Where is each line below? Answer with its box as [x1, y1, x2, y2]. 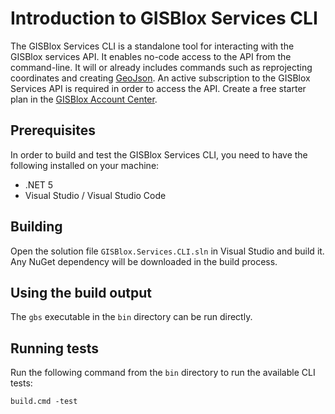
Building [10, 218, 63, 236]
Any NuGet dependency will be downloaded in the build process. [10, 255, 278, 267]
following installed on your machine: [10, 159, 160, 171]
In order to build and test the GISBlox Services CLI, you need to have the [10, 148, 308, 161]
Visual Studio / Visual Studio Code [24, 189, 167, 201]
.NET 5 [24, 178, 54, 191]
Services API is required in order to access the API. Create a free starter [10, 82, 307, 94]
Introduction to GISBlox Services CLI [10, 7, 318, 30]
